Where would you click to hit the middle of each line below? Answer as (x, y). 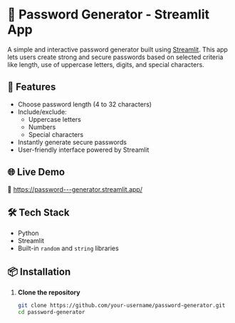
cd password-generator (51, 312)
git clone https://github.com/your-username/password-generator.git (121, 306)
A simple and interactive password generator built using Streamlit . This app (117, 49)
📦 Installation (39, 271)
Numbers (42, 127)
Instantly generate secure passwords (72, 142)
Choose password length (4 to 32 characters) (84, 104)
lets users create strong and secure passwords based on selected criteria (115, 57)
